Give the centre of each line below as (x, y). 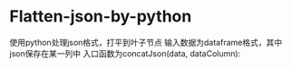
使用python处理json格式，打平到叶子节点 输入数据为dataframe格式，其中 (146, 42)
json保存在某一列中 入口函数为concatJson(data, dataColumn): (125, 53)
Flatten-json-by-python (101, 17)
